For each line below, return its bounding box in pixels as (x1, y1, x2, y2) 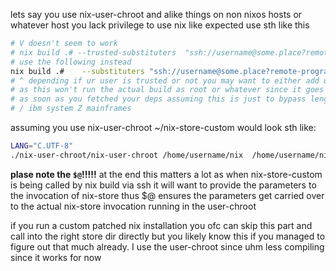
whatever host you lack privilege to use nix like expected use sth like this (10, 19, 310, 31)
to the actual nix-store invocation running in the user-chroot (10, 200, 257, 212)
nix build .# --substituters (10, 66, 145, 76)
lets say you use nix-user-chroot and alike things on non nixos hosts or (10, 9, 303, 20)
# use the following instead (10, 57, 132, 67)
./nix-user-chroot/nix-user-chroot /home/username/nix (10, 150, 244, 160)
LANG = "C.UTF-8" (10, 141, 74, 151)
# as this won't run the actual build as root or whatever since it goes (10, 85, 325, 95)
